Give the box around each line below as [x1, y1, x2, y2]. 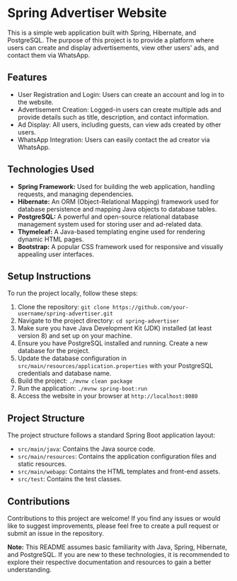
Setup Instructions [7, 270, 91, 282]
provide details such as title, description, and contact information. [17, 113, 209, 121]
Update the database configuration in [17, 354, 127, 362]
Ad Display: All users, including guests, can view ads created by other [17, 120, 221, 129]
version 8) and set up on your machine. [17, 331, 132, 340]
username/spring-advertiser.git [17, 310, 113, 318]
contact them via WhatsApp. [7, 51, 91, 59]
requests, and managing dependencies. [17, 190, 134, 198]
